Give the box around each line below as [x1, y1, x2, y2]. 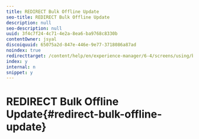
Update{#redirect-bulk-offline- [6, 108, 162, 121]
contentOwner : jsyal [6, 36, 57, 42]
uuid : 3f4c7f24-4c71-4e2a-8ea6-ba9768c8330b [6, 31, 118, 37]
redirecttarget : [6, 53, 46, 59]
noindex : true [6, 48, 41, 53]
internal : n [6, 64, 36, 70]
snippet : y [6, 69, 33, 75]
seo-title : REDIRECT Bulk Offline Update [6, 14, 110, 20]
